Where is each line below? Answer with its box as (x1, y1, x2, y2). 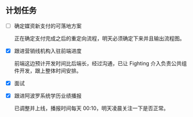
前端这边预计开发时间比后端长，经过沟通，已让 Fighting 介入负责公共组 (14, 59, 187, 66)
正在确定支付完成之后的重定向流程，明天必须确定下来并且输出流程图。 (14, 35, 185, 42)
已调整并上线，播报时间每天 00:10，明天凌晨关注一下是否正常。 (14, 105, 169, 112)
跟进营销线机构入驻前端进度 (14, 47, 82, 54)
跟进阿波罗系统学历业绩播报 (14, 92, 82, 99)
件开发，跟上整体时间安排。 (14, 67, 82, 74)
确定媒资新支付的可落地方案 (14, 22, 82, 29)
